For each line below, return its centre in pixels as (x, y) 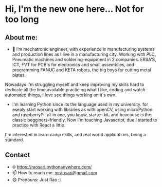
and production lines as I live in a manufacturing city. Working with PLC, (84, 54)
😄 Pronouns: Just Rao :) (36, 180)
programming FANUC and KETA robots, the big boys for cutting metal (81, 70)
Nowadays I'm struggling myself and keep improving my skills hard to (75, 84)
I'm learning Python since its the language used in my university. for (80, 104)
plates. (19, 75)
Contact (18, 155)
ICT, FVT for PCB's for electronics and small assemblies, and (73, 65)
